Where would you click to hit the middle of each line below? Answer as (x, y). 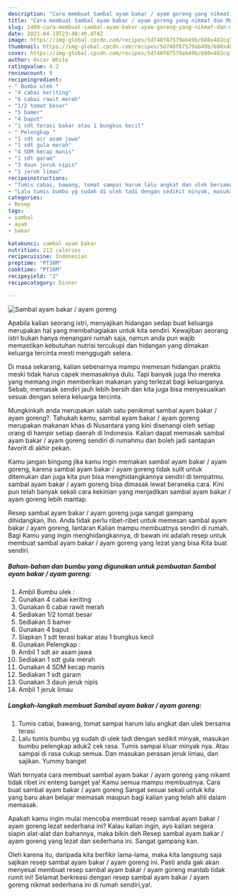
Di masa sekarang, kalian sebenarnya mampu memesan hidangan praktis (114, 366)
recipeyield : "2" (34, 276)
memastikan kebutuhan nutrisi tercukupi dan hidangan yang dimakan (108, 345)
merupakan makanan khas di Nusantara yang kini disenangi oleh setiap (112, 425)
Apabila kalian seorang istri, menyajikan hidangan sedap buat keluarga (111, 323)
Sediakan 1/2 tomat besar (55, 614)
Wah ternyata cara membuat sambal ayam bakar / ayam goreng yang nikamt (119, 774)
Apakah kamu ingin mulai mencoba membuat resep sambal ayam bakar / (114, 818)
